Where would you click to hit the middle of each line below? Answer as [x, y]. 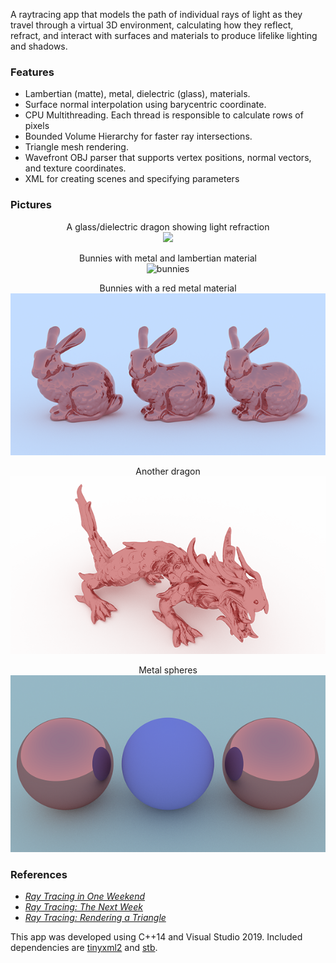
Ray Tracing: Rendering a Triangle [95, 918]
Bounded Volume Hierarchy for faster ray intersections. [138, 136]
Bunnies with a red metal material [168, 288]
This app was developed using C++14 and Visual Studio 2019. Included [156, 937]
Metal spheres [168, 670]
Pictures [31, 205]
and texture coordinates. [75, 168]
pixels [37, 126]
